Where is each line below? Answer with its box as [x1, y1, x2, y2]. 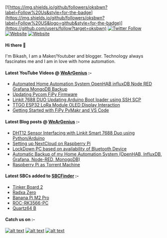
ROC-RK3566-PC [12, 200, 49, 206]
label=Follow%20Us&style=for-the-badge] [5, 9, 93, 15]
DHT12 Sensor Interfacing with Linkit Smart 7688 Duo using [12, 129, 135, 136]
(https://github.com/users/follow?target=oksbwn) [5, 25, 107, 31]
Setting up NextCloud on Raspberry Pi [12, 140, 91, 146]
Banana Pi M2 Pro [12, 194, 49, 201]
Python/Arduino [12, 135, 45, 141]
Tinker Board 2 [12, 184, 43, 190]
